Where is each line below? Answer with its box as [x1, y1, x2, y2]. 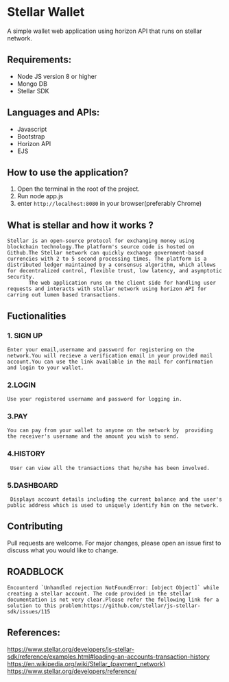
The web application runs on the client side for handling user [28, 279, 216, 287]
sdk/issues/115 [7, 608, 51, 615]
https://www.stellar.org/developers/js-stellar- [7, 645, 135, 653]
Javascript [16, 125, 47, 133]
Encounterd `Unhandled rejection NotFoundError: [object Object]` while [7, 584, 219, 591]
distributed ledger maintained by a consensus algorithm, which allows [7, 261, 216, 268]
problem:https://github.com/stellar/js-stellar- [59, 602, 201, 609]
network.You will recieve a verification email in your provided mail [7, 352, 213, 359]
